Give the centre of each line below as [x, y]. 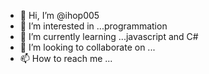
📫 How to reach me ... [66, 58]
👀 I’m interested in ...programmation [93, 26]
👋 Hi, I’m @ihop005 [59, 15]
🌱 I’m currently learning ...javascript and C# [109, 36]
